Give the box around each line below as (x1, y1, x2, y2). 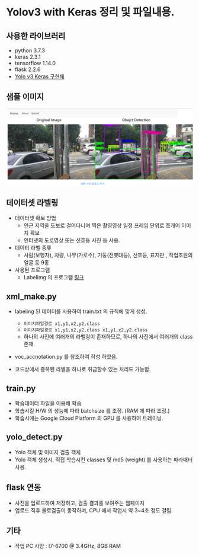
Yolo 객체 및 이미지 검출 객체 (14, 448, 81, 455)
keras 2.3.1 (14, 53, 41, 60)
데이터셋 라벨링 (6, 197, 59, 208)
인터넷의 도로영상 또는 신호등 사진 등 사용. (23, 237, 120, 244)
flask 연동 (6, 483, 41, 493)
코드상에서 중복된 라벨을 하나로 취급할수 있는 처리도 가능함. (14, 366, 151, 373)
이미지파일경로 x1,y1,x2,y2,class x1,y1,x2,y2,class (23, 327, 148, 333)
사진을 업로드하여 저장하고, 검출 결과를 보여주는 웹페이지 (14, 499, 145, 506)
